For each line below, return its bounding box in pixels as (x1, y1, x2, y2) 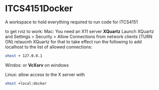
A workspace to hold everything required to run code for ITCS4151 (5, 19, 138, 25)
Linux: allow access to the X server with (5, 72, 85, 77)
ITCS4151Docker (5, 3, 73, 14)
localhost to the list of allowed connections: (5, 44, 93, 50)
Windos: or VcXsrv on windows (5, 62, 69, 68)
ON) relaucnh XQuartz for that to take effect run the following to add (5, 38, 142, 44)
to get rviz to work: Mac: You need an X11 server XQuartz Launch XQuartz (5, 28, 155, 34)
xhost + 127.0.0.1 (5, 53, 42, 58)
